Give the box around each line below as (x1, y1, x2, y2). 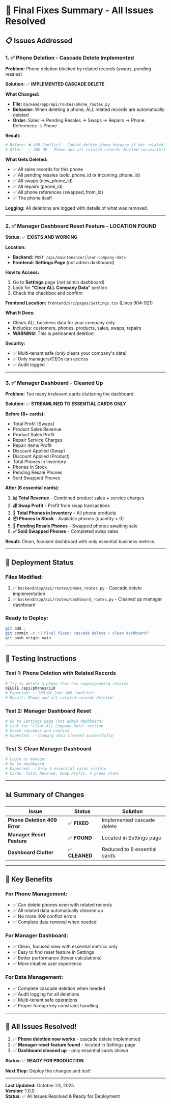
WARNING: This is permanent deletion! (12, 330, 95, 336)
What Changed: (5, 91, 40, 97)
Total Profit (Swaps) (12, 421, 54, 427)
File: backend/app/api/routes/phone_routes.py (12, 101, 110, 107)
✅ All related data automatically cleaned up (12, 908, 103, 914)
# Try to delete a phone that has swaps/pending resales (5, 681, 129, 686)
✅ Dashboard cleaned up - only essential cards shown (12, 1047, 129, 1053)
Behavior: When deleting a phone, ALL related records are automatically (12, 106, 165, 112)
